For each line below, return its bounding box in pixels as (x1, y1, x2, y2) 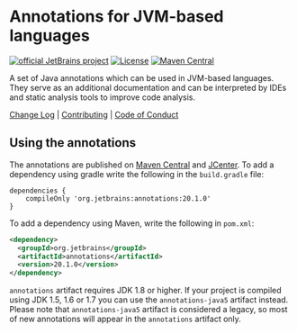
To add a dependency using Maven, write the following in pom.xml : (9, 218, 255, 229)
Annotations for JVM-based (9, 6, 224, 27)
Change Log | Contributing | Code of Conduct (9, 109, 179, 120)
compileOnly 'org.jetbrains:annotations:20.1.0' (25, 193, 211, 203)
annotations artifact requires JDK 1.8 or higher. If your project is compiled (9, 285, 282, 296)
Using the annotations (9, 135, 137, 150)
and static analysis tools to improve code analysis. (9, 92, 196, 103)
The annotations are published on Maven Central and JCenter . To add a (9, 159, 274, 170)
